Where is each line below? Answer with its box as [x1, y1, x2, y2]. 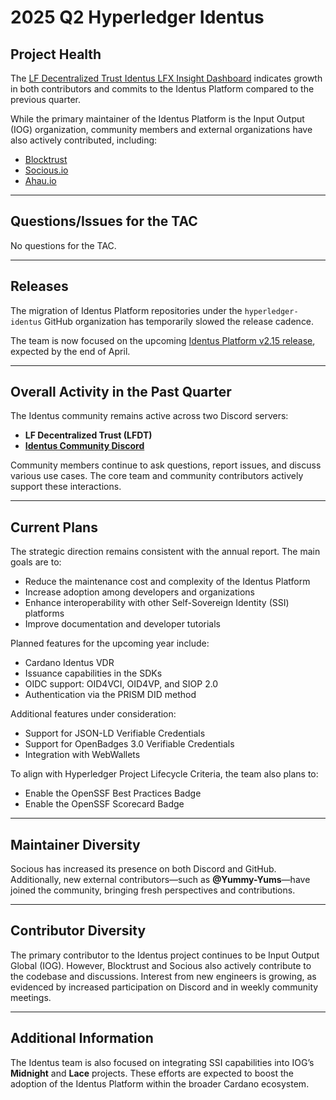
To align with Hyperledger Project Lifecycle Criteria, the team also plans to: [10, 768, 319, 780]
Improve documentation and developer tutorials [24, 618, 221, 630]
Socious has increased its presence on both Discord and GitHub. [10, 863, 277, 875]
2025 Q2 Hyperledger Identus [10, 6, 265, 29]
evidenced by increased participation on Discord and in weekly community [10, 981, 319, 993]
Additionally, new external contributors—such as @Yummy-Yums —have [10, 874, 311, 886]
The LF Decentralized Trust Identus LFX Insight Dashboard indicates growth [10, 72, 323, 84]
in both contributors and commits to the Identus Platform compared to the [10, 83, 315, 95]
